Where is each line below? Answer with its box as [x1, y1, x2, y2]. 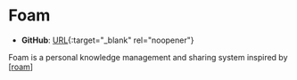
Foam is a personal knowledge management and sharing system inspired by [8, 52, 288, 62]
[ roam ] [8, 61, 33, 72]
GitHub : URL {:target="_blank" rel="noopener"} [21, 35, 194, 45]
